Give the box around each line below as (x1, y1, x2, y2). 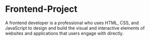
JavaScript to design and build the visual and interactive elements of (5, 25, 145, 31)
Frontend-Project (5, 3, 78, 15)
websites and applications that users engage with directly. (5, 30, 124, 36)
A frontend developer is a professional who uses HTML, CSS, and (5, 20, 139, 26)
